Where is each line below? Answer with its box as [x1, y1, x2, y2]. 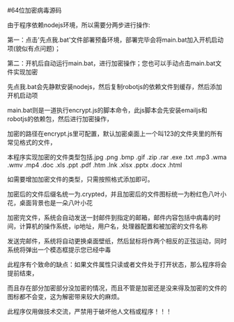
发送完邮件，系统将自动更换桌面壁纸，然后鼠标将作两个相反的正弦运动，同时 [7, 237, 227, 245]
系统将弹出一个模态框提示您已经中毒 [7, 245, 111, 254]
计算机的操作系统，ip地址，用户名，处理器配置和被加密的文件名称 [19, 222, 208, 230]
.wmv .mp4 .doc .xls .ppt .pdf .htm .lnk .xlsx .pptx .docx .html [7, 161, 182, 169]
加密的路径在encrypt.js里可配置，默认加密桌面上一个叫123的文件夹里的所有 [7, 129, 223, 138]
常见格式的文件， [7, 138, 56, 146]
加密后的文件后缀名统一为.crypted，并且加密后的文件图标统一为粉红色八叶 [7, 190, 221, 198]
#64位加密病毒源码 [7, 6, 62, 14]
